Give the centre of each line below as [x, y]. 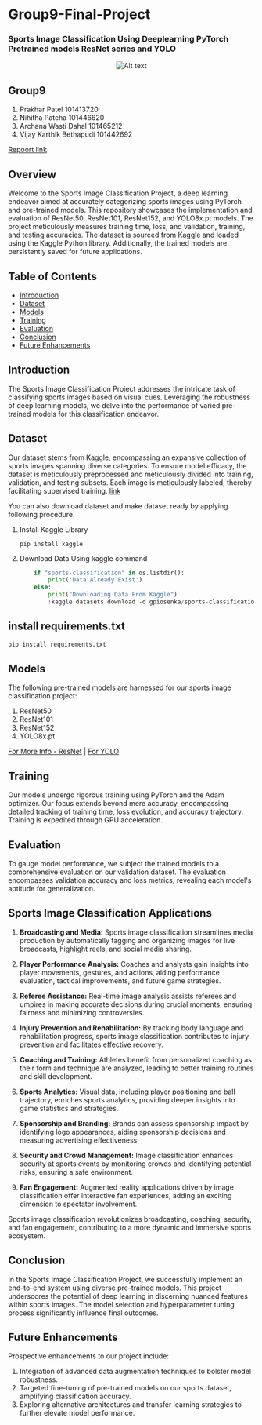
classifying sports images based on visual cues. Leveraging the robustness [129, 397]
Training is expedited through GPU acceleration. [85, 820]
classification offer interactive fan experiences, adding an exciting [126, 1195]
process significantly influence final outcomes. [83, 1313]
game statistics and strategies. [69, 1108]
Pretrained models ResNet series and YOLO [92, 49]
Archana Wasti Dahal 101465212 [71, 126]
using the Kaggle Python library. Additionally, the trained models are [118, 243]
